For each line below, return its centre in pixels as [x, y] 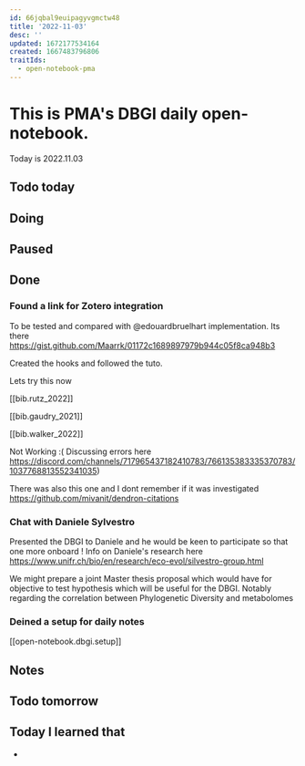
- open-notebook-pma [56, 69]
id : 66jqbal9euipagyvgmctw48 [65, 18]
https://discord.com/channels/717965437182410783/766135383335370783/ [152, 461]
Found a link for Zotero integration [86, 306]
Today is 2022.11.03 [46, 158]
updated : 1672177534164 [55, 43]
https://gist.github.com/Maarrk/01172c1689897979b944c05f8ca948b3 [142, 345]
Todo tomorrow [54, 702]
